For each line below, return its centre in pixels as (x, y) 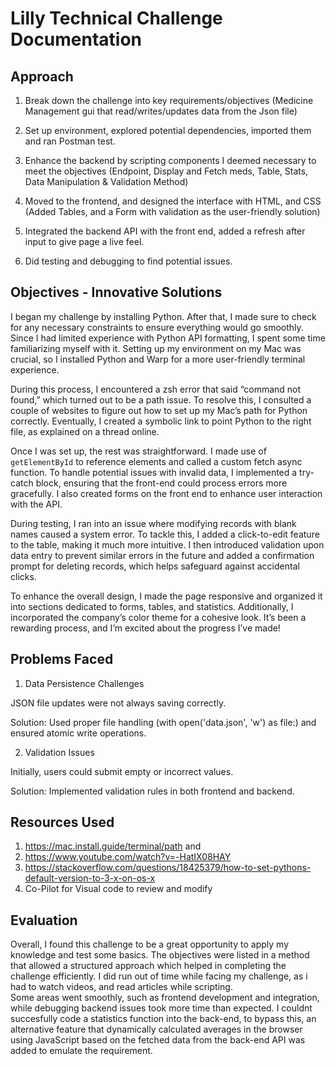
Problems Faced (62, 659)
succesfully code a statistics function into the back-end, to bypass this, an (163, 1019)
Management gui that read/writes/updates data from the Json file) (161, 111)
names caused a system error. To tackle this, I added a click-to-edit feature (165, 534)
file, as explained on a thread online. (85, 431)
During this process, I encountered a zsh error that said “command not (156, 389)
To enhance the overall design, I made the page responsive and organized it (166, 596)
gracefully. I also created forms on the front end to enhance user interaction (166, 493)
